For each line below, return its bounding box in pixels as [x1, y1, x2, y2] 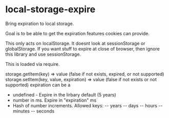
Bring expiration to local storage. [5, 20, 74, 27]
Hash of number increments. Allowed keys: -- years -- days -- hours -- [12, 102, 163, 108]
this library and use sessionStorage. [5, 51, 81, 57]
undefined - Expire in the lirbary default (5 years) [12, 91, 116, 98]
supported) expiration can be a [5, 82, 71, 88]
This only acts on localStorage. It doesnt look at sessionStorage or [5, 40, 145, 46]
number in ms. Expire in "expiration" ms [12, 97, 97, 103]
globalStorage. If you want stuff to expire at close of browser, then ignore [5, 45, 160, 52]
